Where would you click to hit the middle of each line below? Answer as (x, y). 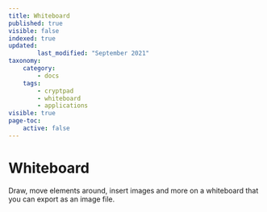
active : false (46, 128)
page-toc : (25, 121)
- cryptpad (56, 91)
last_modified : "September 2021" (94, 53)
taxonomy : (25, 61)
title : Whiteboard (39, 16)
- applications (63, 106)
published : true (35, 23)
